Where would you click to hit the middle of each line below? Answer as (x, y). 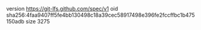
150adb (15, 21)
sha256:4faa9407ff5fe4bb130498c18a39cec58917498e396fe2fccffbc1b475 (101, 15)
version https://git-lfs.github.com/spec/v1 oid (62, 9)
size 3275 (38, 21)
